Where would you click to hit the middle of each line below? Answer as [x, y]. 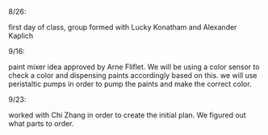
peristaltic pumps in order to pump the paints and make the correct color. [130, 84]
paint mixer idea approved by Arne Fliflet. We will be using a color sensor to [134, 67]
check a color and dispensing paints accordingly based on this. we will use [133, 75]
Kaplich [21, 36]
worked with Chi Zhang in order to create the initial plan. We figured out [127, 115]
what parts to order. [41, 123]
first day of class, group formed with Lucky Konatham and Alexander [123, 27]
